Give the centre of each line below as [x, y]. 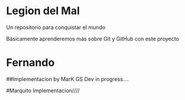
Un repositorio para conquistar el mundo [56, 27]
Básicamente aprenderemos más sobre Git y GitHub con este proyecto [93, 38]
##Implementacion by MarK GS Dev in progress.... [68, 79]
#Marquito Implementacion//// [43, 91]
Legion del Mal [43, 11]
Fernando [30, 63]
